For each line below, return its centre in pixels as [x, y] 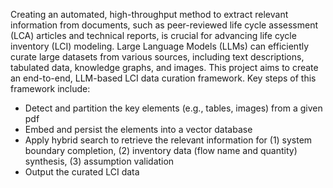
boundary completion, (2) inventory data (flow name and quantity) [161, 150]
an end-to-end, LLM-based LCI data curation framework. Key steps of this [163, 78]
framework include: [50, 88]
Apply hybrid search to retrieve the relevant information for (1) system [168, 140]
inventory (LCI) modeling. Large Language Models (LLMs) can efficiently [160, 46]
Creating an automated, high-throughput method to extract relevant [149, 14]
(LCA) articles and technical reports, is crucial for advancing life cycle [153, 35]
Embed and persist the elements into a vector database [138, 129]
